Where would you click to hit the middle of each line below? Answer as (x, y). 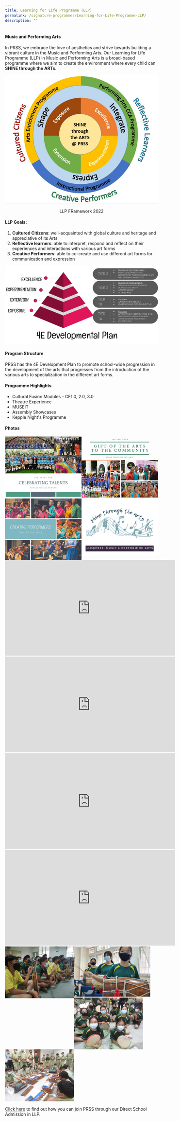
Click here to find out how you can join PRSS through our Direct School (76, 1109)
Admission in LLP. (23, 1114)
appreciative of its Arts (35, 238)
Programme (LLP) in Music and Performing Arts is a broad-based (70, 58)
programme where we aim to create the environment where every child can (80, 63)
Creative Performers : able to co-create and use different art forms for (82, 253)
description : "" (21, 20)
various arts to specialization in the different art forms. (59, 374)
